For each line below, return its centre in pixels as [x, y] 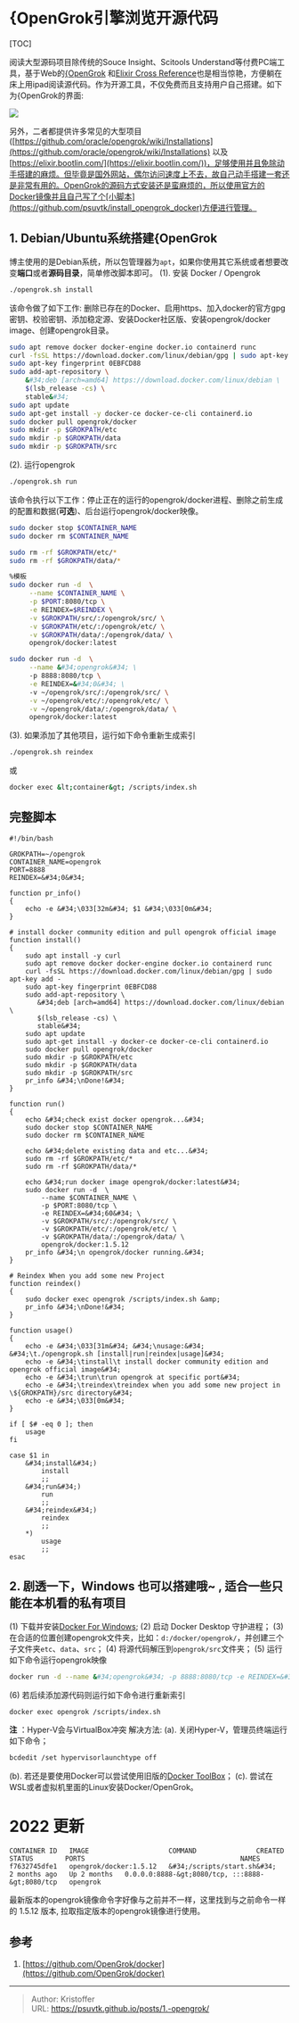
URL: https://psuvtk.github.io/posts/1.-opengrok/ [120, 2008]
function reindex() [45, 1283]
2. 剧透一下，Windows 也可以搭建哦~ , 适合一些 [141, 1586]
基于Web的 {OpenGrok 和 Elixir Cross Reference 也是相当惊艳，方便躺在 [154, 73]
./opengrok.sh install [51, 290]
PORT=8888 [28, 870]
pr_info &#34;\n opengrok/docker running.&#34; [115, 1252]
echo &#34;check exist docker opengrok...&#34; [115, 1119]
